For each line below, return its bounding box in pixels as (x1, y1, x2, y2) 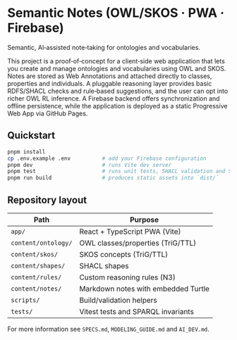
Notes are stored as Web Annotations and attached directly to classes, (7, 72, 212, 80)
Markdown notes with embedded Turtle (79, 284, 210, 294)
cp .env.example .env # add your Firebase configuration (7, 155, 207, 162)
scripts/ (11, 296, 40, 304)
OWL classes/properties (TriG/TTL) (79, 238, 197, 248)
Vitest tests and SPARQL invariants (79, 306, 194, 316)
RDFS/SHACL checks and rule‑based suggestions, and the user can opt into (7, 87, 229, 95)
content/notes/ (11, 284, 62, 293)
